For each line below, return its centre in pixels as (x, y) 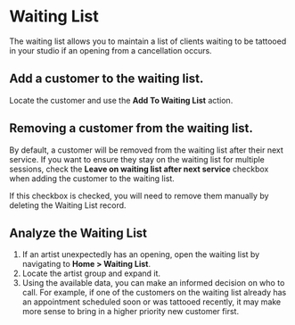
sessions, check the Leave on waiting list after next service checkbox (139, 169)
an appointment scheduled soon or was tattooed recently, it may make (152, 302)
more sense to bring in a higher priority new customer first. (130, 312)
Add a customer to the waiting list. (107, 79)
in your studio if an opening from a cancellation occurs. (111, 50)
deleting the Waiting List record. (68, 205)
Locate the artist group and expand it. (91, 273)
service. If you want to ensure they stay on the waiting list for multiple (137, 159)
